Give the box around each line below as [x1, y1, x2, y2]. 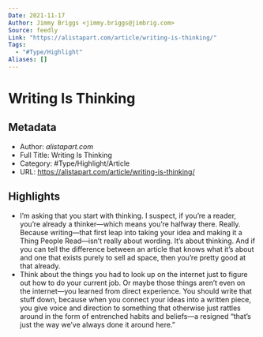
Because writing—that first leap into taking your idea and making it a [19, 227, 242, 237]
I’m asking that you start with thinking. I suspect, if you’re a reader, [19, 211, 237, 220]
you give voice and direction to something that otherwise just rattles [19, 303, 241, 313]
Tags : [8, 41, 26, 49]
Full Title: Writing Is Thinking [19, 150, 112, 159]
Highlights [8, 190, 61, 204]
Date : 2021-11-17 [8, 11, 66, 20]
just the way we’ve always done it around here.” [19, 320, 176, 329]
